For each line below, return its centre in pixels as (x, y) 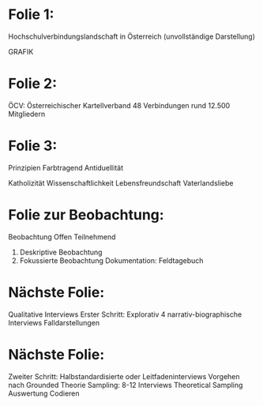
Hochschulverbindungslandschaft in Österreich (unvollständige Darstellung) (131, 36)
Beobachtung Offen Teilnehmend (62, 237)
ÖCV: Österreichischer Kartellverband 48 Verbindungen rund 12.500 (119, 105)
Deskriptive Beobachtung (61, 252)
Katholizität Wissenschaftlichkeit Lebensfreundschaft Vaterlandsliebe (121, 182)
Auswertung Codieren (44, 393)
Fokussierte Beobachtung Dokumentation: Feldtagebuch (111, 260)
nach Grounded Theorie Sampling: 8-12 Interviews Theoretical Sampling (126, 385)
